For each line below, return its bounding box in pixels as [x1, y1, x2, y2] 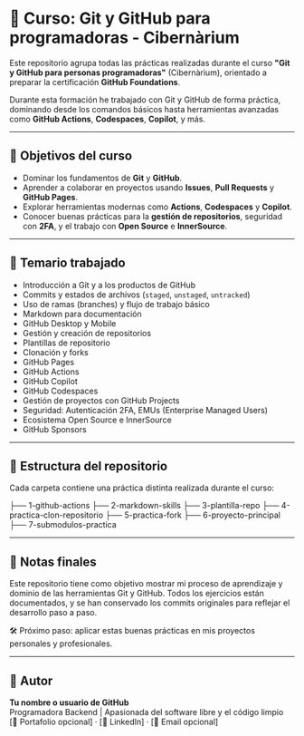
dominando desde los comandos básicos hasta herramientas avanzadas [9, 103, 279, 114]
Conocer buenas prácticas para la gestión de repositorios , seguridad [22, 210, 283, 221]
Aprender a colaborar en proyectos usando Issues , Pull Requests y [22, 181, 274, 193]
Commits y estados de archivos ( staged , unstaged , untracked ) [22, 289, 251, 300]
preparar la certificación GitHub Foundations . [9, 76, 181, 87]
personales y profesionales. [9, 638, 113, 649]
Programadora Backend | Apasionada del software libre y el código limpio [9, 707, 284, 717]
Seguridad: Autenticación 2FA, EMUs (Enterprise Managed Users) [22, 404, 269, 415]
